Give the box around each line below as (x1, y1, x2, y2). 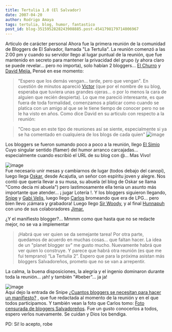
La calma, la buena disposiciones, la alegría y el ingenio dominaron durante (5, 268, 164, 275)
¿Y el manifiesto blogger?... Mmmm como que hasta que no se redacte (5, 216, 155, 222)
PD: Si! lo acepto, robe (5, 321, 53, 327)
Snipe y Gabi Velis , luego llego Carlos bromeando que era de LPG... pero (5, 195, 159, 201)
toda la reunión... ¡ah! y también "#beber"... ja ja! (5, 274, 108, 280)
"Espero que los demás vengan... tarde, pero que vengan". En (17, 78, 149, 84)
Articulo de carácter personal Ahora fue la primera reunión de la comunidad (5, 41, 166, 47)
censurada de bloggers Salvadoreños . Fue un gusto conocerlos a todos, (5, 306, 158, 312)
